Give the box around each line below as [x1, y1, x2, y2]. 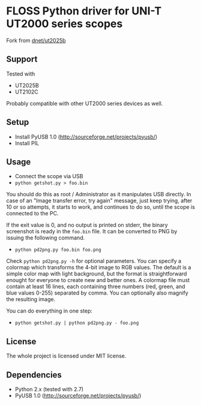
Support [6, 54, 38, 64]
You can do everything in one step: [6, 307, 93, 314]
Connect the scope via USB [14, 173, 83, 180]
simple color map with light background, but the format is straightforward [6, 270, 187, 277]
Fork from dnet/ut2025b [6, 37, 66, 44]
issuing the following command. [6, 234, 85, 241]
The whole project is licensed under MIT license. [6, 352, 127, 359]
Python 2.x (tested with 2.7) [14, 386, 84, 392]
